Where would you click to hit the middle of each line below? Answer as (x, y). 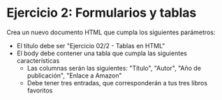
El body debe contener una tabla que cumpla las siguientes (102, 53)
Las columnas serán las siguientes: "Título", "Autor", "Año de (114, 68)
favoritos (40, 90)
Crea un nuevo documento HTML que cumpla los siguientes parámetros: (111, 32)
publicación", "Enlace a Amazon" (75, 76)
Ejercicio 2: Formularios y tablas (102, 13)
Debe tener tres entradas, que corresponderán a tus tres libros (117, 83)
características (38, 60)
